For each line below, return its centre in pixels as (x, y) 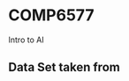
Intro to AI (27, 40)
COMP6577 (51, 15)
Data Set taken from (64, 67)
